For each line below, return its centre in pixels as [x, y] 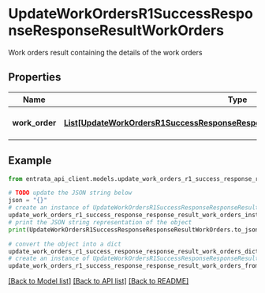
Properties [35, 77]
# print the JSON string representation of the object [100, 222]
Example [30, 161]
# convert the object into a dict [65, 244]
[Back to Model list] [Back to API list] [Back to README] [99, 281]
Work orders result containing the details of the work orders [105, 52]
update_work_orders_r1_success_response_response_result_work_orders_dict [134, 251]
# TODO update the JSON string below [70, 193]
